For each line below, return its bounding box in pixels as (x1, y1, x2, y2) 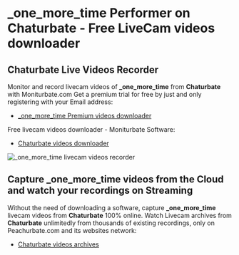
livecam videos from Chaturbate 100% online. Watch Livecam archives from (7, 211, 232, 219)
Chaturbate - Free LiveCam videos (7, 20, 215, 36)
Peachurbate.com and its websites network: (7, 226, 137, 234)
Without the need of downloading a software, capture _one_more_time (7, 203, 216, 212)
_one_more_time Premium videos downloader (17, 112, 152, 120)
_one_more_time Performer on (7, 5, 190, 21)
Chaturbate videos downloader (17, 139, 109, 147)
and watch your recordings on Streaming (7, 184, 193, 197)
